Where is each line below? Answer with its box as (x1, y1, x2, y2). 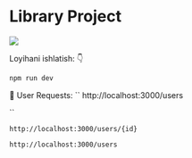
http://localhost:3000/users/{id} (9, 124, 138, 133)
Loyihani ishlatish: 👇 (9, 53, 84, 63)
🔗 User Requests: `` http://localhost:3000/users (9, 89, 184, 100)
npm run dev (9, 73, 54, 82)
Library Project (9, 6, 122, 27)
